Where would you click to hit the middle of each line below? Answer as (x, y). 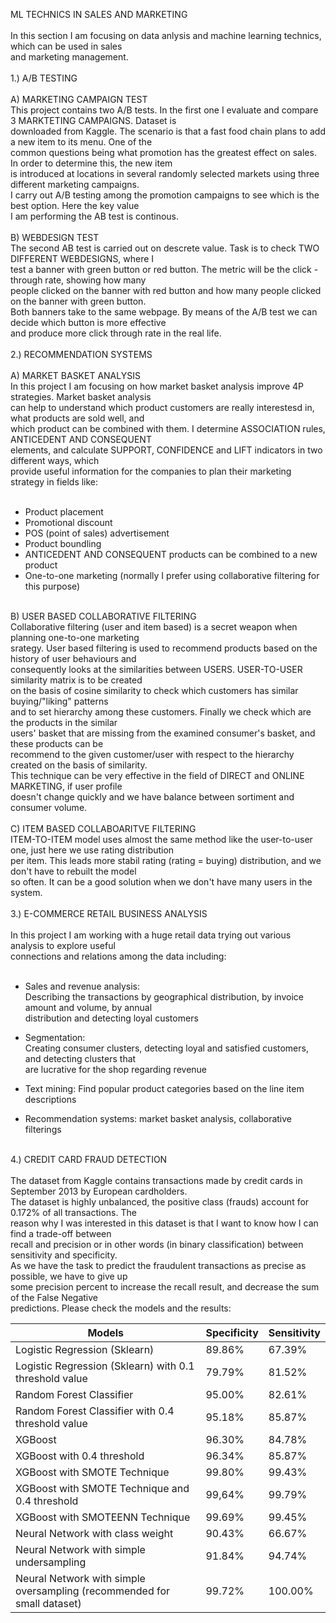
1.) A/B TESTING (44, 78)
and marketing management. (69, 57)
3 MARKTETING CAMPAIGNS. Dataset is (93, 120)
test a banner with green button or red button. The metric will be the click (161, 269)
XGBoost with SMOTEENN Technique (103, 1517)
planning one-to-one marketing (75, 637)
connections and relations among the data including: (118, 956)
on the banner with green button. (78, 301)
